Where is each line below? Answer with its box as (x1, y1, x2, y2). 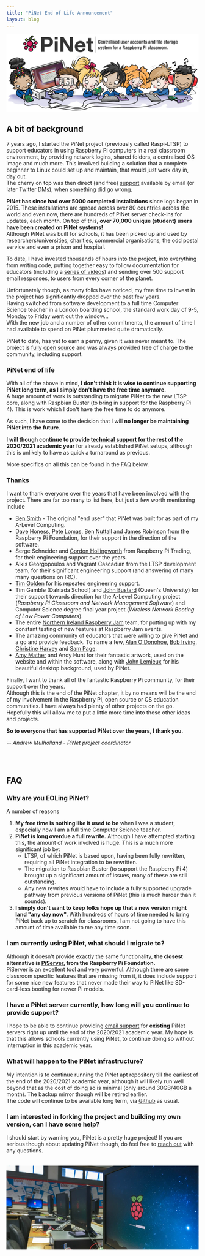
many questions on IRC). (15, 573, 77, 581)
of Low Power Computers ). (15, 613, 84, 620)
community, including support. (6, 350, 84, 358)
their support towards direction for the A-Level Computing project (15, 593, 181, 600)
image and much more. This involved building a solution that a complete (6, 159, 187, 167)
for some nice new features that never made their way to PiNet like (6, 979, 174, 986)
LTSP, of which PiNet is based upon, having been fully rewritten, (24, 852, 186, 859)
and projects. (6, 716, 40, 723)
